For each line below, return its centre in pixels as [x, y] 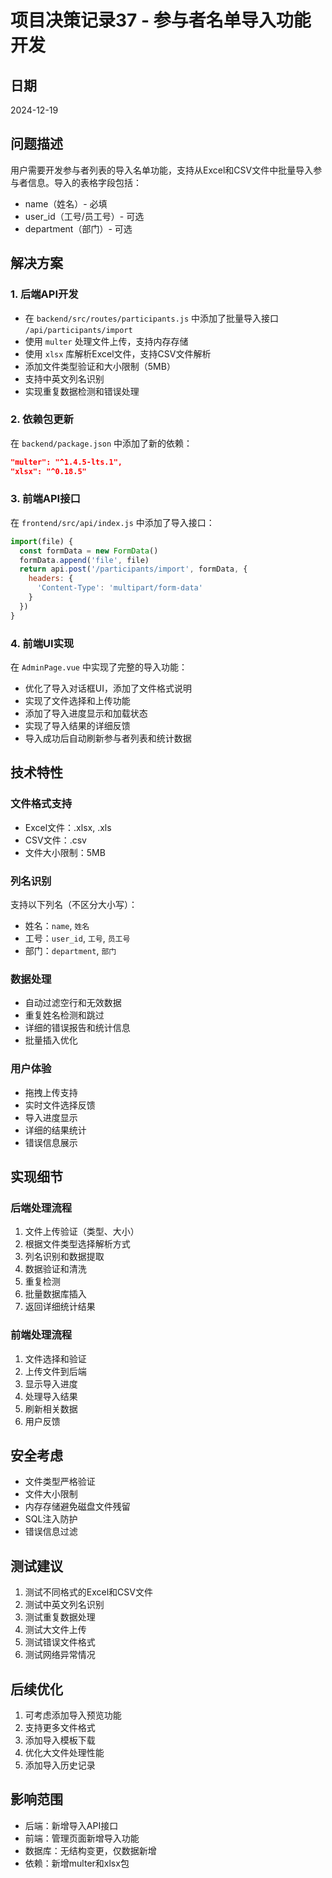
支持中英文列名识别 [64, 378]
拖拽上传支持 [51, 1092]
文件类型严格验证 [60, 1482]
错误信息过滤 [51, 1532]
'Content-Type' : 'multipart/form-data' [119, 588]
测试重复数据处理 [60, 1617]
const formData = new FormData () [89, 551]
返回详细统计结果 [60, 1307]
